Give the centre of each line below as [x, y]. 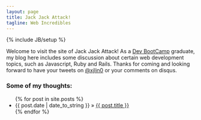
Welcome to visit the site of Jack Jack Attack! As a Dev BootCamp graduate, [100, 51]
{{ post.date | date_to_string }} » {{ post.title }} [72, 105]
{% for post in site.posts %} [49, 99]
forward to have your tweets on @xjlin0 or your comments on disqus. [91, 70]
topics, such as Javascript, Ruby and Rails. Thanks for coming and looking [98, 64]
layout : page [22, 12]
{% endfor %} [32, 112]
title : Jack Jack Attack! [38, 17]
